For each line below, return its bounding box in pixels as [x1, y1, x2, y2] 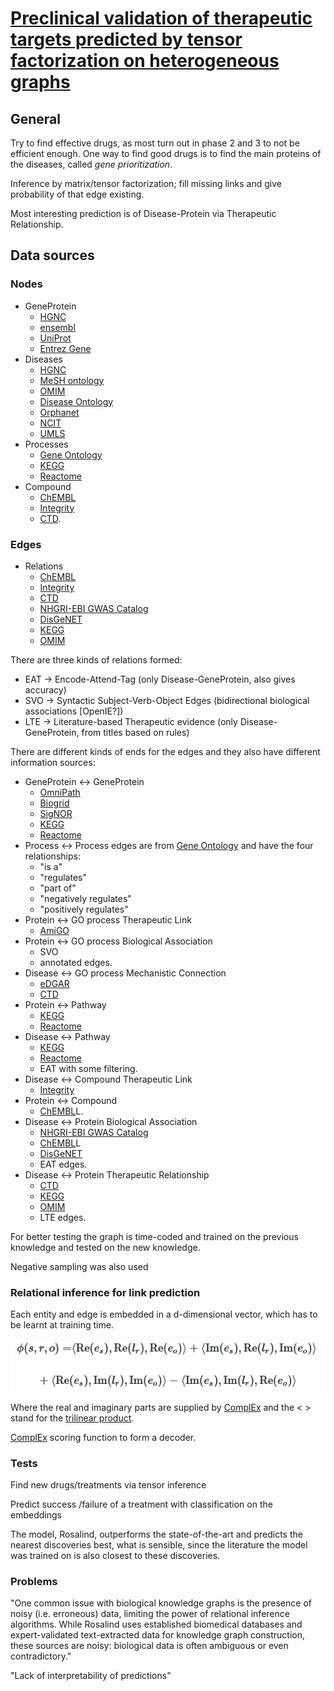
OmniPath [39, 786, 81, 798]
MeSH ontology [39, 374, 105, 386]
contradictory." [10, 1650, 72, 1662]
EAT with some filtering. [39, 1062, 138, 1074]
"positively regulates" [39, 903, 129, 915]
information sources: [10, 756, 96, 768]
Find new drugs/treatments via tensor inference [10, 1478, 207, 1491]
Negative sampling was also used [10, 1260, 149, 1272]
